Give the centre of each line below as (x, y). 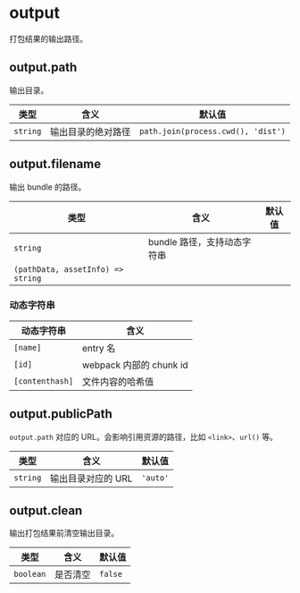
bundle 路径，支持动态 (195, 241)
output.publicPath (61, 414)
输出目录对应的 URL (92, 479)
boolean (30, 574)
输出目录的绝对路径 (91, 131)
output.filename (55, 164)
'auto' (155, 478)
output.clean (46, 511)
